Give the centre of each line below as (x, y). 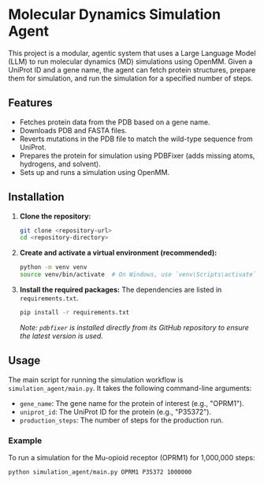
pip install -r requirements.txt (74, 313)
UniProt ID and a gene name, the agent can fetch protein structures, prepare (132, 69)
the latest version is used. (61, 336)
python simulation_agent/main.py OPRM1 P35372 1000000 (100, 472)
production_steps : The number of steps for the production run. (121, 420)
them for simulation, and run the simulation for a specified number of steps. (131, 78)
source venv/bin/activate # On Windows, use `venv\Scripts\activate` (138, 275)
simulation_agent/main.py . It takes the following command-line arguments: (130, 388)
